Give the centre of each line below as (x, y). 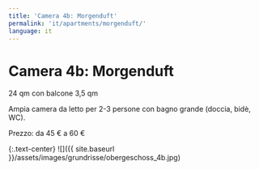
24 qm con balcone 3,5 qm (53, 93)
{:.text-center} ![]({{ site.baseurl (62, 149)
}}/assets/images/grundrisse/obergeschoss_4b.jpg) (94, 158)
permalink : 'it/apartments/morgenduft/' (78, 23)
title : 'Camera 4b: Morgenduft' (63, 16)
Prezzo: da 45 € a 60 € (47, 134)
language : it (30, 31)
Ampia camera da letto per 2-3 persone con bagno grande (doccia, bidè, (129, 109)
